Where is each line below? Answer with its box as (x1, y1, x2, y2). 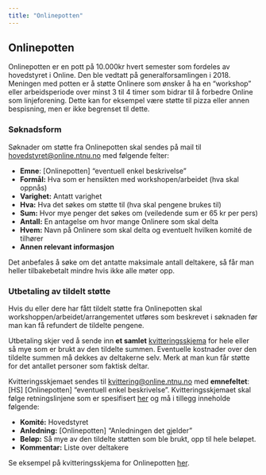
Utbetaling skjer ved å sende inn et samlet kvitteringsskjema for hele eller (8, 336, 250, 346)
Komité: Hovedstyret (19, 418, 89, 427)
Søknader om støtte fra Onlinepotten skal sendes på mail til (8, 142, 202, 152)
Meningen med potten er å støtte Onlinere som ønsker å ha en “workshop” (8, 79, 252, 88)
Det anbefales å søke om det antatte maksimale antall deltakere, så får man (8, 257, 254, 267)
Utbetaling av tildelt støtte (8, 285, 111, 296)
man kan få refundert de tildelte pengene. (8, 321, 145, 330)
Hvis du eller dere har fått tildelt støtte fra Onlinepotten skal (8, 303, 202, 314)
